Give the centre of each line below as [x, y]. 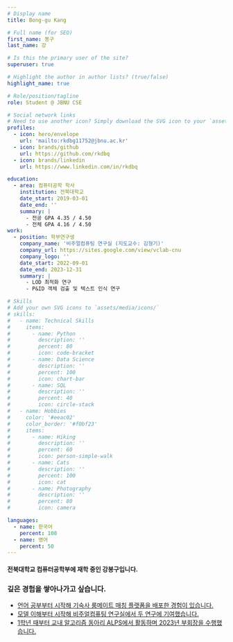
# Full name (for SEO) [40, 33]
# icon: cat [37, 482]
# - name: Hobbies [37, 411]
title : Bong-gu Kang [37, 20]
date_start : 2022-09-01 [54, 263]
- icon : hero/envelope [46, 135]
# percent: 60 [40, 450]
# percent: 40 [40, 398]
